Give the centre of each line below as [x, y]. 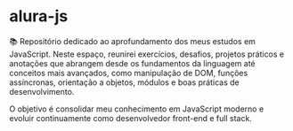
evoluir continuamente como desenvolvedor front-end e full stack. [130, 118]
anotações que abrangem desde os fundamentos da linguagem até [132, 63]
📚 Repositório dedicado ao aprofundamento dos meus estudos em [133, 41]
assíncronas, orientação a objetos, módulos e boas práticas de [124, 82]
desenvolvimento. [42, 91]
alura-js [39, 16]
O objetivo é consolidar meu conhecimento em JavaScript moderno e [137, 109]
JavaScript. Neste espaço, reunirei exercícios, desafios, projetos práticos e [147, 54]
